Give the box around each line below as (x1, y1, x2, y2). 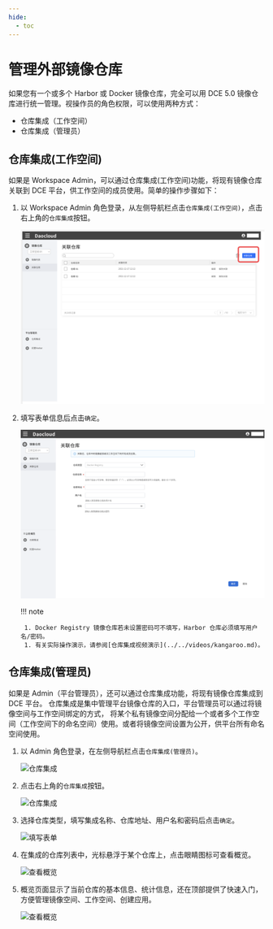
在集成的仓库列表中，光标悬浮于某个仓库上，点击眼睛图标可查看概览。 (19, 849, 256, 859)
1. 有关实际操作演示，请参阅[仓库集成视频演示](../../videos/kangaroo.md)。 (24, 641, 264, 649)
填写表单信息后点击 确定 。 (19, 413, 104, 423)
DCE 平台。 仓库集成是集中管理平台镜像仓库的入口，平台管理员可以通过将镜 (8, 698, 262, 708)
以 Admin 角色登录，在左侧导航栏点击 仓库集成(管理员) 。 (19, 746, 203, 756)
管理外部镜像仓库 (8, 60, 123, 79)
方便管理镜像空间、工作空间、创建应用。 (19, 894, 156, 904)
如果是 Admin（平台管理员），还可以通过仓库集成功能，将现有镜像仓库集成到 (8, 688, 264, 698)
